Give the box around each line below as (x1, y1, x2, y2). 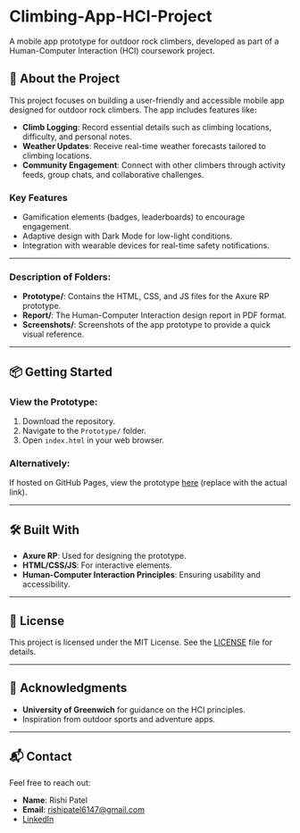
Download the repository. (21, 416, 116, 427)
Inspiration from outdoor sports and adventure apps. (21, 713, 216, 724)
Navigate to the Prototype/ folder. (21, 426, 147, 437)
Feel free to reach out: (9, 777, 91, 787)
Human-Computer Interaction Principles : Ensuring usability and (21, 570, 261, 580)
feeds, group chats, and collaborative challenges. (21, 169, 204, 179)
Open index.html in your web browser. (21, 435, 165, 446)
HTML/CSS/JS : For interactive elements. (21, 560, 172, 571)
